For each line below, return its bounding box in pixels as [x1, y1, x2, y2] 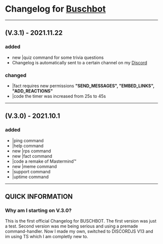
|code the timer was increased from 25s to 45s [12, 93, 106, 99]
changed [5, 72, 27, 78]
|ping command [12, 137, 44, 143]
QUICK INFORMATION [5, 192, 73, 201]
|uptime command [12, 174, 49, 180]
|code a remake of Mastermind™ [12, 158, 77, 164]
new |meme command [12, 163, 57, 169]
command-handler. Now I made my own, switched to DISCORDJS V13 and [5, 228, 154, 234]
